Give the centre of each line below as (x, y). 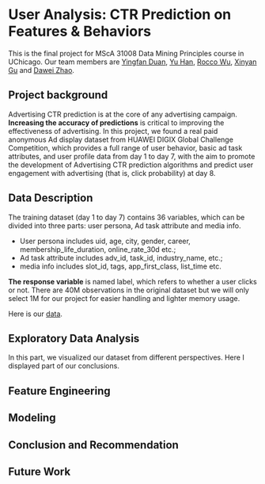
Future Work (40, 472)
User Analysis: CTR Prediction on (120, 15)
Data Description (51, 198)
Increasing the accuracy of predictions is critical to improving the (116, 122)
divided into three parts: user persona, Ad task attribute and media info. (125, 225)
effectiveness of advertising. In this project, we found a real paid (113, 131)
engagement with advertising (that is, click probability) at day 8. (112, 173)
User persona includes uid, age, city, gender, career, (105, 241)
